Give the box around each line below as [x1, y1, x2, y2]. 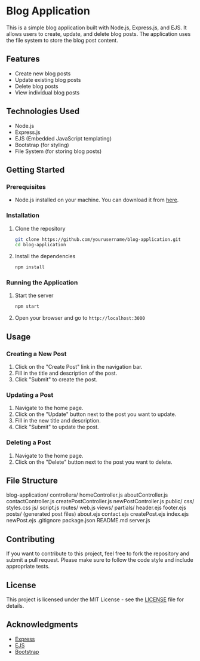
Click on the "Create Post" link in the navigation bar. [14, 363, 143, 371]
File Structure [6, 476, 58, 486]
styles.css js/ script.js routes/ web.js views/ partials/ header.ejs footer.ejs [6, 504, 186, 512]
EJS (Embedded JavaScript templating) [14, 134, 112, 142]
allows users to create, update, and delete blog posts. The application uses [6, 30, 191, 37]
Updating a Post [6, 390, 54, 399]
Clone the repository [14, 225, 66, 232]
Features [6, 54, 40, 64]
